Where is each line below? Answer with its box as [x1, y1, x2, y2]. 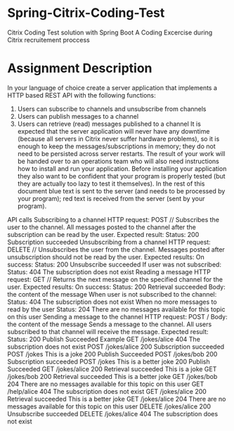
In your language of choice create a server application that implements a [7, 83, 218, 92]
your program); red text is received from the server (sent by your [17, 194, 205, 202]
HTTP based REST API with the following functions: [7, 91, 156, 99]
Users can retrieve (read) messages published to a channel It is [17, 120, 202, 128]
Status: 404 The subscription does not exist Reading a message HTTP [7, 267, 211, 276]
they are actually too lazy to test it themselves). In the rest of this [17, 179, 205, 188]
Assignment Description [7, 60, 152, 77]
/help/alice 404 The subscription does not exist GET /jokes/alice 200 [7, 387, 207, 395]
